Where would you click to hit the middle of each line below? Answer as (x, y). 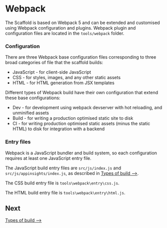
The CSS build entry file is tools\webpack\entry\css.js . (62, 183)
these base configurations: (33, 98)
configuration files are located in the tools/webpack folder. (65, 33)
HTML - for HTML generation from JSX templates (63, 83)
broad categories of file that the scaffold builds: (54, 63)
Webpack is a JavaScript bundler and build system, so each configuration (81, 153)
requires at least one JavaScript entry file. (48, 158)
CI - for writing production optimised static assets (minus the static (81, 124)
